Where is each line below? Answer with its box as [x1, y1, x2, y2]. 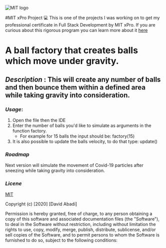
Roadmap [5, 150, 29, 157]
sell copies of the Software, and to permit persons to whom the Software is [5, 232, 160, 238]
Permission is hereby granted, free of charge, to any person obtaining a [5, 210, 152, 217]
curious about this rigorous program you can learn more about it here [5, 27, 148, 33]
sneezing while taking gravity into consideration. [5, 167, 105, 173]
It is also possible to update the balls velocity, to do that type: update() [12, 138, 157, 144]
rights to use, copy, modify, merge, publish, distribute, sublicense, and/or [5, 226, 156, 232]
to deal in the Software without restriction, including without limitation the [5, 221, 156, 227]
